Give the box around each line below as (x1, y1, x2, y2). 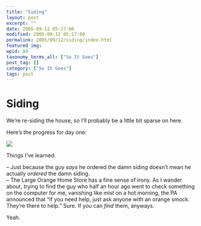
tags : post (6, 71, 34, 77)
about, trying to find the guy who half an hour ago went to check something (6, 183, 195, 190)
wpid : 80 (6, 48, 28, 55)
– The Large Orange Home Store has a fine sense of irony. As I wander (6, 176, 183, 184)
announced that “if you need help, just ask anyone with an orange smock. (6, 196, 190, 203)
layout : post (6, 15, 39, 21)
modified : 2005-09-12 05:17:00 (6, 32, 85, 38)
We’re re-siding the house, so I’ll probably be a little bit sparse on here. (6, 117, 183, 124)
